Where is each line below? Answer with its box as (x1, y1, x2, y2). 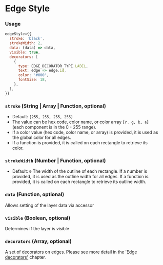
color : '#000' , (18, 73, 49, 78)
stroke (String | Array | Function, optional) (5, 103, 106, 109)
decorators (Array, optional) (5, 238, 72, 244)
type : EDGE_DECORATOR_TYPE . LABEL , (18, 63, 89, 69)
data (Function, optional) (5, 191, 64, 198)
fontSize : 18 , (18, 77, 47, 82)
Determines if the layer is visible (5, 225, 70, 231)
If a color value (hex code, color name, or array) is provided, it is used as (12, 130, 159, 135)
